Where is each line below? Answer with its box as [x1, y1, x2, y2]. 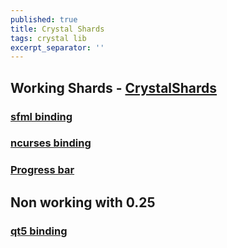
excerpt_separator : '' [10, 42, 105, 53]
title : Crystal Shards [10, 24, 105, 34]
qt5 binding [10, 224, 68, 238]
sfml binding [10, 109, 73, 123]
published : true [10, 14, 78, 25]
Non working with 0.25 [10, 194, 156, 211]
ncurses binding [10, 136, 92, 150]
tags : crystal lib [10, 33, 87, 43]
